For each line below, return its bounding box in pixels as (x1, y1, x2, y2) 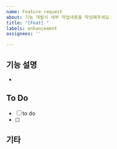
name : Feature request (6, 8, 63, 15)
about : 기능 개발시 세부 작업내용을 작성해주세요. (6, 14, 112, 20)
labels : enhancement (6, 25, 58, 32)
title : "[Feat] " (6, 20, 50, 26)
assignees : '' (6, 31, 42, 37)
